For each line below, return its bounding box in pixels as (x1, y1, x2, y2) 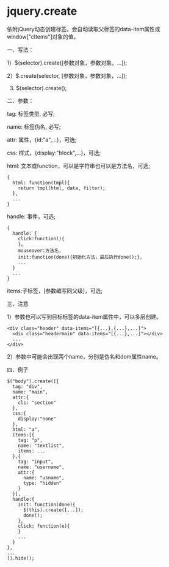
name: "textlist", (18, 443, 65, 449)
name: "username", (18, 464, 65, 470)
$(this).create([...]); (23, 507, 84, 513)
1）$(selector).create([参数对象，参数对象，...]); (7, 59, 128, 66)
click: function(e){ (18, 523, 70, 529)
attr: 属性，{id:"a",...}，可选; (7, 136, 77, 143)
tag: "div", (12, 383, 43, 390)
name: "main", (12, 389, 48, 395)
